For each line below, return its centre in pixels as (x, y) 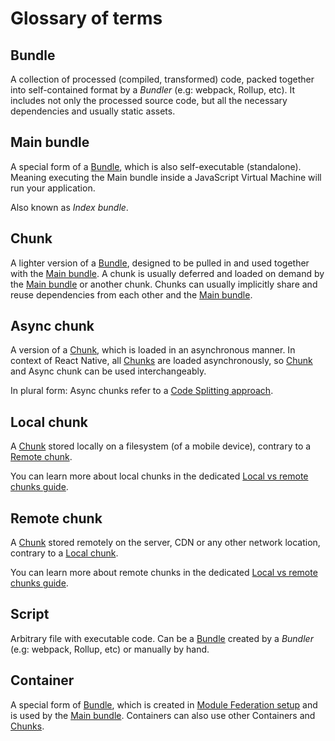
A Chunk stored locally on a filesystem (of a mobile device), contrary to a (161, 446)
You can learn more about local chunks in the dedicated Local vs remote (159, 476)
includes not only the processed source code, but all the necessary (149, 100)
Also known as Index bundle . (69, 207)
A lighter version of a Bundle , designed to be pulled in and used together (160, 263)
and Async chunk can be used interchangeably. (108, 371)
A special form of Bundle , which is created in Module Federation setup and (164, 704)
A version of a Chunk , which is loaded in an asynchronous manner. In (153, 350)
